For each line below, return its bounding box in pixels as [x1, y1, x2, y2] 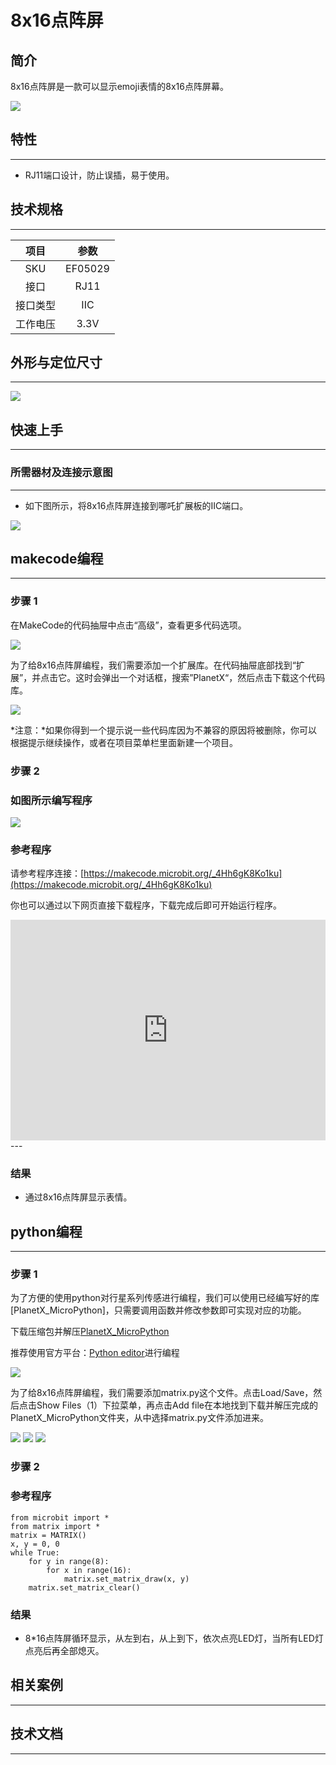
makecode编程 [10, 550, 104, 567]
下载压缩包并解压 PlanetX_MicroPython [10, 1326, 170, 1338]
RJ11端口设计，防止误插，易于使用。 [24, 169, 175, 181]
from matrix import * [10, 1521, 101, 1531]
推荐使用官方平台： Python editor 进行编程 [10, 1347, 180, 1359]
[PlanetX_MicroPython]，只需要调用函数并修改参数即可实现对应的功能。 [10, 1304, 307, 1316]
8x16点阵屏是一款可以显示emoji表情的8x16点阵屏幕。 [10, 81, 229, 92]
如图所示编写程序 [10, 793, 93, 807]
